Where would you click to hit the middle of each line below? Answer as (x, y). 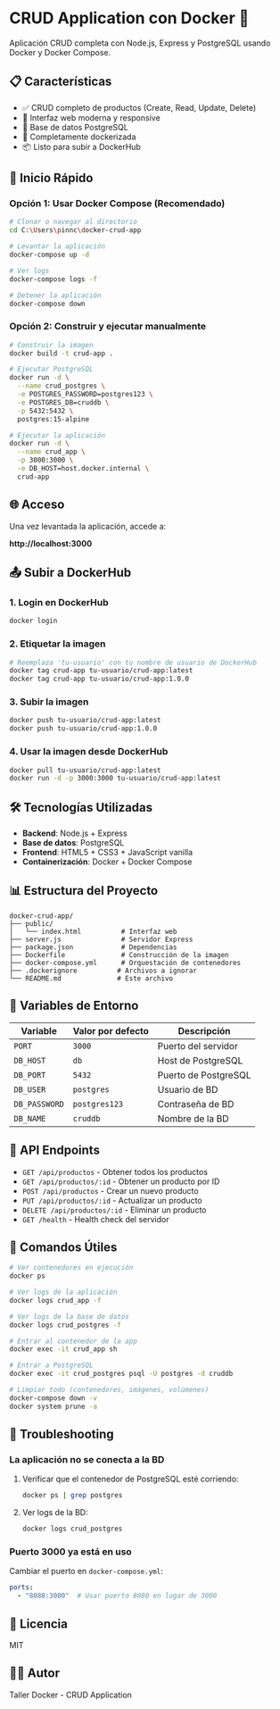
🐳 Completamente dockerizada (79, 137)
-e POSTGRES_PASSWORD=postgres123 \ (85, 395)
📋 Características (61, 82)
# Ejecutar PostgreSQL (51, 370)
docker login (33, 621)
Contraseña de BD (196, 1104)
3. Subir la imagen (49, 702)
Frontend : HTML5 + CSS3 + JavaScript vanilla (107, 853)
